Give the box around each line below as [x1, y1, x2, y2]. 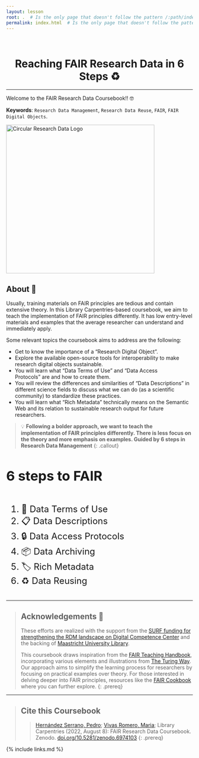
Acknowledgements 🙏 [20, 611, 104, 621]
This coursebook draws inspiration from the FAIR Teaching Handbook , [20, 652, 192, 659]
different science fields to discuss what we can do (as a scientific [14, 386, 175, 393]
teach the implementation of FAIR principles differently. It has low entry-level [6, 313, 192, 320]
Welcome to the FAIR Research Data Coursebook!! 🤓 [6, 95, 134, 102]
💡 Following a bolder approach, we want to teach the [20, 423, 153, 430]
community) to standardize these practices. [14, 392, 121, 400]
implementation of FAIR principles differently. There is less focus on [20, 429, 191, 437]
